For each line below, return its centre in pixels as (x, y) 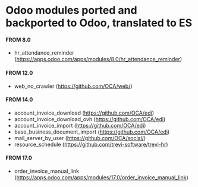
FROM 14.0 (19, 100)
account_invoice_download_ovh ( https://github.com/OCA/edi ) (90, 119)
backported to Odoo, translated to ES (99, 23)
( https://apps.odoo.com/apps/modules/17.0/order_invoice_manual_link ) (101, 178)
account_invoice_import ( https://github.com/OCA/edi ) (80, 125)
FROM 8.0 (18, 40)
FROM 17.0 (19, 158)
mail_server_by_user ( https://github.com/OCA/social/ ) (80, 138)
